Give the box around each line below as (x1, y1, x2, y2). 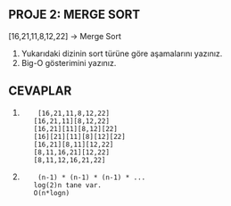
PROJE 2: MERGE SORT (8, 7, 141, 22)
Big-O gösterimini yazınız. (21, 57, 117, 68)
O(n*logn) (33, 188, 70, 197)
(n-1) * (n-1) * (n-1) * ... (37, 173, 146, 182)
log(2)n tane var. (33, 180, 102, 190)
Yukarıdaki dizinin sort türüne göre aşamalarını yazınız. (21, 48, 223, 59)
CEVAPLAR (8, 84, 72, 99)
